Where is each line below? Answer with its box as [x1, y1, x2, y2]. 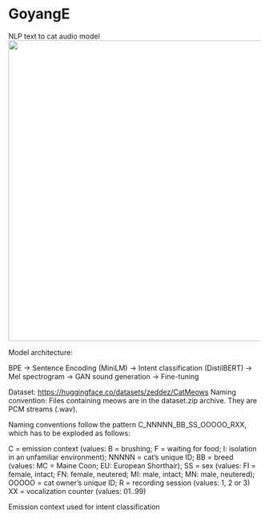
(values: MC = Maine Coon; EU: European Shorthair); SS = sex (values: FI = [8, 460, 256, 470]
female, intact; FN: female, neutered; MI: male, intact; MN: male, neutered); [8, 469, 255, 479]
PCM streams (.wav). [8, 404, 78, 414]
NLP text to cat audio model [8, 31, 100, 41]
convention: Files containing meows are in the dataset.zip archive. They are [8, 395, 258, 405]
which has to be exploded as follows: [8, 428, 130, 438]
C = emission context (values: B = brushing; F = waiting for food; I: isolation [8, 443, 258, 453]
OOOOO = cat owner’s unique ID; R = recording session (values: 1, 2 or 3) [8, 478, 251, 488]
